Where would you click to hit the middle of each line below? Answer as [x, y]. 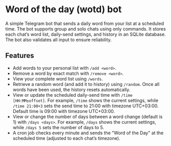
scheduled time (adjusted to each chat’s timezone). [66, 138]
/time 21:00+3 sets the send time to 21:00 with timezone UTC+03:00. [86, 106]
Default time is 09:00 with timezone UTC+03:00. [64, 111]
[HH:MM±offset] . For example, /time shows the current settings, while [86, 100]
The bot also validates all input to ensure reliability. [59, 40]
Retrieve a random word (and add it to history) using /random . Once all [86, 84]
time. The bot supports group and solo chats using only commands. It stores [86, 28]
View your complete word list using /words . [58, 79]
